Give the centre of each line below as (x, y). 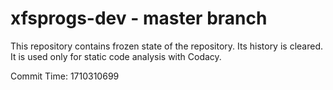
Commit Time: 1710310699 (65, 76)
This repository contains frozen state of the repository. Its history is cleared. (166, 46)
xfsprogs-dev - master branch (139, 18)
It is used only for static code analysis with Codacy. (116, 56)
